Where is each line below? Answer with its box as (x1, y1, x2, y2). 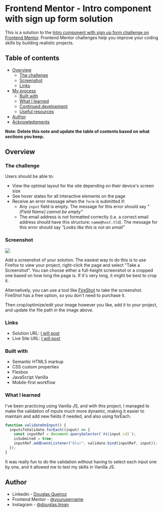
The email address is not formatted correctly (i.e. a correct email (19, 214, 149, 220)
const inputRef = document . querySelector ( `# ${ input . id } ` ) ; (14, 432, 136, 437)
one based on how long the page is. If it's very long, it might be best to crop (5, 272, 157, 278)
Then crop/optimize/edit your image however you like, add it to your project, (5, 301, 158, 308)
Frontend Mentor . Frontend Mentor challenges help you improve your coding (5, 35, 159, 41)
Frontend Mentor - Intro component (5, 3, 152, 14)
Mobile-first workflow (12, 380, 56, 385)
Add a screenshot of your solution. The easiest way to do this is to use (5, 257, 146, 263)
